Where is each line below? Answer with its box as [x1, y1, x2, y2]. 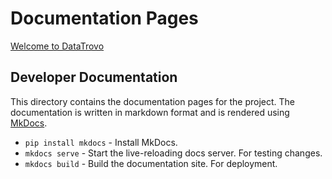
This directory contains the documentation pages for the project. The [10, 95, 296, 107]
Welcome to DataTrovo [10, 40, 105, 52]
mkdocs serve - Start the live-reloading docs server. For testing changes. [24, 147, 323, 159]
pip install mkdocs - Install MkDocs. [24, 136, 178, 148]
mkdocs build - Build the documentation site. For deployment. [24, 157, 278, 169]
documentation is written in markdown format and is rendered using [10, 106, 290, 118]
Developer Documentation [10, 69, 178, 86]
